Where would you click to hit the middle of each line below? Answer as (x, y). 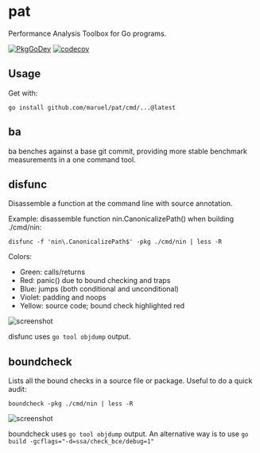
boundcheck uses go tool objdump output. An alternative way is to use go (128, 434)
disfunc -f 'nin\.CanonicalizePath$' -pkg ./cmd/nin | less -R (115, 242)
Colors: (20, 257)
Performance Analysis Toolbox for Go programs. (87, 33)
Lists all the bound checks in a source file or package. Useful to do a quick (130, 381)
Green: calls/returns (52, 272)
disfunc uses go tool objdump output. (70, 337)
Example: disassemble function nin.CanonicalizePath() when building (121, 219)
